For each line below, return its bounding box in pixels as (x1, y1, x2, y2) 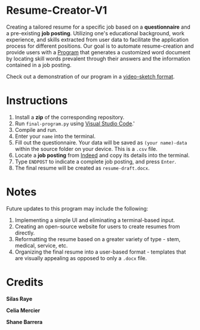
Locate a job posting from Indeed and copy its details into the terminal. (14, 152, 190, 159)
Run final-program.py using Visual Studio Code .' (14, 120, 136, 127)
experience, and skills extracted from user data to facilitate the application (6, 36, 189, 43)
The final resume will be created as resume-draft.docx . (14, 164, 150, 171)
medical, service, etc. (14, 242, 68, 249)
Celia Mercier (6, 307, 41, 314)
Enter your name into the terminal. (14, 132, 96, 140)
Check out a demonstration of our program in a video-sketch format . (6, 73, 175, 80)
